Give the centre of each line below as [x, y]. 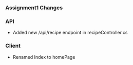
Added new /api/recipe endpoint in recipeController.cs [70, 33]
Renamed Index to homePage [44, 57]
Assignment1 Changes [34, 8]
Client [13, 46]
